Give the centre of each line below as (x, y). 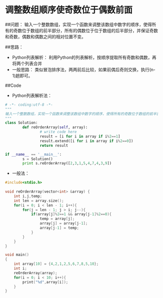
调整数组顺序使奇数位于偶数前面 (69, 10)
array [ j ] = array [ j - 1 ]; (64, 223)
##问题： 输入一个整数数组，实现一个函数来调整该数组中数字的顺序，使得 (78, 24)
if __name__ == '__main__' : (33, 154)
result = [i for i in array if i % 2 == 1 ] (80, 137)
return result (54, 145)
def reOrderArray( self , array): (55, 127)
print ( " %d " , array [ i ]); (45, 282)
